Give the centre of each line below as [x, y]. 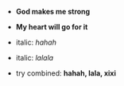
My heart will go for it [52, 27]
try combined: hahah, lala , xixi [66, 73]
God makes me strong [53, 12]
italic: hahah [36, 42]
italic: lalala [35, 58]
